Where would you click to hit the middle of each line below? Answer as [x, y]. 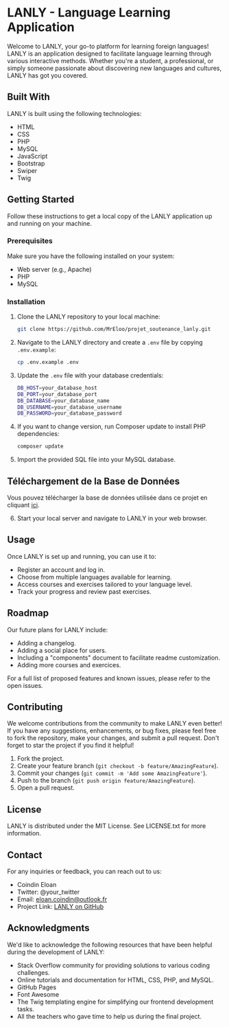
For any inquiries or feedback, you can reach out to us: [85, 872]
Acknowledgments [49, 928]
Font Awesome [38, 994]
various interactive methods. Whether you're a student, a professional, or [110, 60]
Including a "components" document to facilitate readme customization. [119, 658]
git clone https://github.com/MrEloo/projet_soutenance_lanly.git [114, 330]
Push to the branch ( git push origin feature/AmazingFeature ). [106, 781]
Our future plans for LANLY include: [58, 630]
